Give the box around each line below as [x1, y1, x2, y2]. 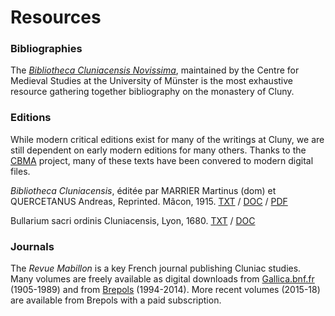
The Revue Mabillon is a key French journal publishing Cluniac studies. [10, 262, 302, 275]
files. [10, 165, 31, 177]
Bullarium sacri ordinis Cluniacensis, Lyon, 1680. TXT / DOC [10, 214, 256, 226]
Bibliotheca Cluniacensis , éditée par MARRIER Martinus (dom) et [10, 184, 277, 196]
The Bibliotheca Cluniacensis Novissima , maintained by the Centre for [10, 64, 300, 76]
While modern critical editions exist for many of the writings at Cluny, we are [10, 133, 325, 145]
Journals [10, 239, 55, 253]
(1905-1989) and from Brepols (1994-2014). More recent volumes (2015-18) [10, 284, 321, 296]
